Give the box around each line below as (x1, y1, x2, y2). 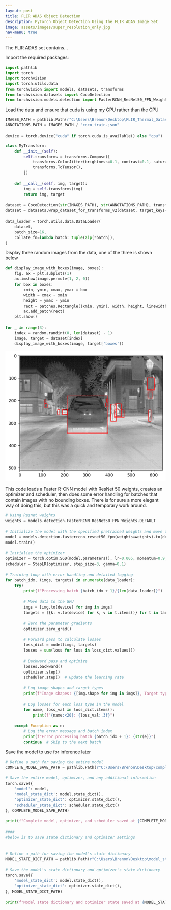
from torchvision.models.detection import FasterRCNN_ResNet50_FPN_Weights (5, 97, 169, 102)
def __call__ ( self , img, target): (14, 181, 88, 186)
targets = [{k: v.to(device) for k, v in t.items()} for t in (23, 610, 158, 615)
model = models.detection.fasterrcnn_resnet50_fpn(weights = (5, 534, 136, 539)
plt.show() (14, 314, 38, 319)
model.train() (5, 540, 36, 545)
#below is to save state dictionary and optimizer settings (5, 835, 136, 840)
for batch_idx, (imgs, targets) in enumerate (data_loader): (5, 577, 136, 583)
